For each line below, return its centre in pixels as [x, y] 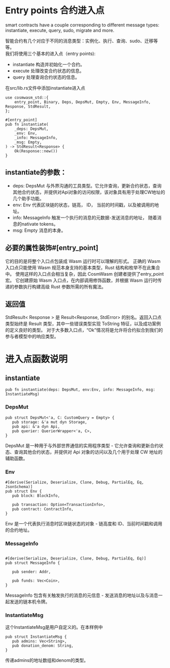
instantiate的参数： [36, 172]
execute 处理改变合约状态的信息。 [48, 71]
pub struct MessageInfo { [32, 563]
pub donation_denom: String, [43, 646]
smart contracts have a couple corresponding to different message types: [82, 25]
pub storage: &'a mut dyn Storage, [49, 422]
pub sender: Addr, [31, 572]
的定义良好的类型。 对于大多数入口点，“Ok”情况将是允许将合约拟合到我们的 [84, 330]
